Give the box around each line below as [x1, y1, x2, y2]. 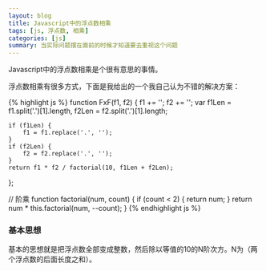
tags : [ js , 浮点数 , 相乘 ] [8, 26, 89, 34]
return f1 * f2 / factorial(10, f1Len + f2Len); [8, 164, 174, 172]
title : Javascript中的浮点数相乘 [8, 19, 111, 27]
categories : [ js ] [8, 34, 66, 42]
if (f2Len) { [8, 143, 52, 151]
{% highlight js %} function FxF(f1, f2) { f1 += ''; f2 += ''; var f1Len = [8, 98, 232, 107]
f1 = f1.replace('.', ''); [22, 129, 113, 137]
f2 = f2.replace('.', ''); [22, 150, 113, 158]
